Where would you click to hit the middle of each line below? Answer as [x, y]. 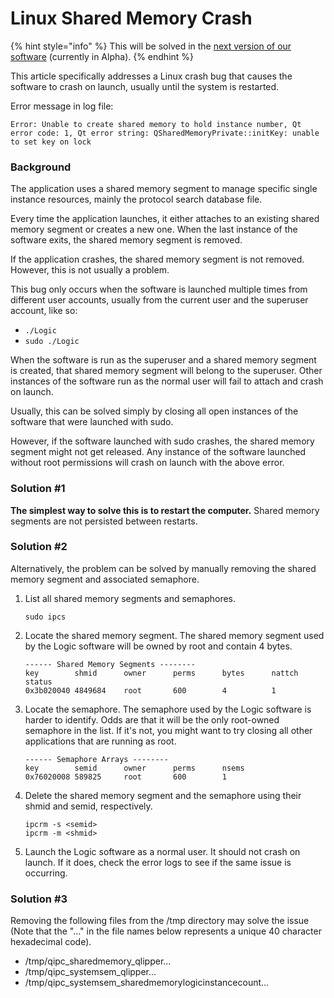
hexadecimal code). [51, 942]
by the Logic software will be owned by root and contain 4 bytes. [158, 646]
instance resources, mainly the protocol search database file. [136, 199]
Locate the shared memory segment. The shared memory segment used [174, 635]
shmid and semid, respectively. [88, 806]
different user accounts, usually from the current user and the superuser [159, 300]
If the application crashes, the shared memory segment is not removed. [157, 259]
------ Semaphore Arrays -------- [96, 759]
